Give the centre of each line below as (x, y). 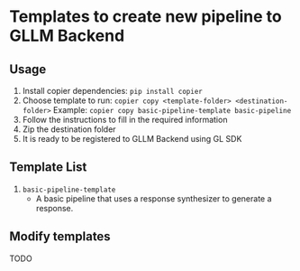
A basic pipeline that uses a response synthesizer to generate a (154, 198)
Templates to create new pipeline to (145, 17)
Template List (48, 168)
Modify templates (60, 237)
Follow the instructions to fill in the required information (125, 120)
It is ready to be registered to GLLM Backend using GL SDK (132, 139)
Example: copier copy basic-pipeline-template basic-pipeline (172, 110)
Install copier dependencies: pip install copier (112, 91)
